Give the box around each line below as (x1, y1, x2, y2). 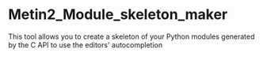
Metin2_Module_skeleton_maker (8, 6, 228, 24)
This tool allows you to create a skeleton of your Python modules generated (8, 32, 255, 41)
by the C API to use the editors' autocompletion (8, 40, 163, 49)
